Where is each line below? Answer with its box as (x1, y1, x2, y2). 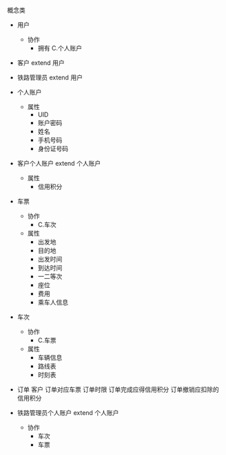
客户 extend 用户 (17, 59, 65, 67)
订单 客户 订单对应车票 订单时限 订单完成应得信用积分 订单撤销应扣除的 (17, 385, 219, 394)
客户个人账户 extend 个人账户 (17, 159, 101, 167)
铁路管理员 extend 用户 (17, 73, 83, 81)
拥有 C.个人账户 (37, 44, 83, 52)
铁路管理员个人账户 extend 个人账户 (17, 409, 119, 416)
